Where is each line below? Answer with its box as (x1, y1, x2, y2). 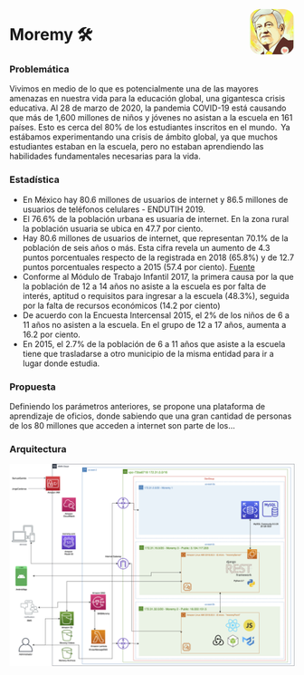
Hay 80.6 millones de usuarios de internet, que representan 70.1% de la (22, 232, 289, 244)
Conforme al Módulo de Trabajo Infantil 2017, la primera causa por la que (22, 271, 294, 282)
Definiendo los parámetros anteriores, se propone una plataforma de (9, 401, 265, 412)
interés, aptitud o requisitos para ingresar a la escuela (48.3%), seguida (22, 290, 290, 301)
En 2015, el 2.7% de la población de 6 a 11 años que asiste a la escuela (22, 338, 286, 349)
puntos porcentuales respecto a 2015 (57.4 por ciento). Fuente (22, 261, 255, 272)
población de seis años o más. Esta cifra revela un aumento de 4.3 (22, 242, 271, 253)
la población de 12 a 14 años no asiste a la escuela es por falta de (22, 281, 267, 292)
